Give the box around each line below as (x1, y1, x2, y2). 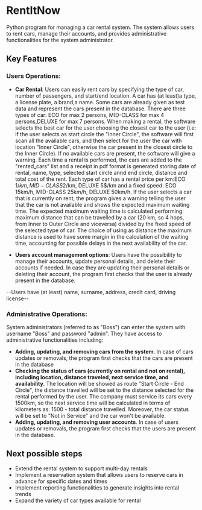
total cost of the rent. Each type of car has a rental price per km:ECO (14, 175, 186, 183)
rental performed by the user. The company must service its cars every (14, 392, 192, 400)
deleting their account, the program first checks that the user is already (14, 270, 192, 277)
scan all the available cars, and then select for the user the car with (14, 137, 182, 144)
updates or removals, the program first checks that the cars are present (14, 354, 193, 362)
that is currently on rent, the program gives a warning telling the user (14, 194, 186, 202)
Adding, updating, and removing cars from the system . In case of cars (14, 348, 194, 355)
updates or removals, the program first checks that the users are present (14, 424, 196, 432)
